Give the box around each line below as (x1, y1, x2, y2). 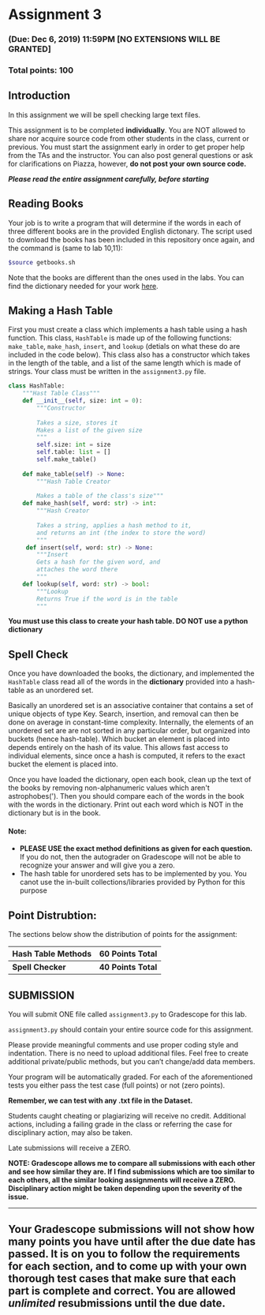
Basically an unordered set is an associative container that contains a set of (8, 701, 254, 710)
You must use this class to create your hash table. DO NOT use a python (8, 616, 248, 626)
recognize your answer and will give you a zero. (19, 860, 175, 870)
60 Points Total (99, 949, 158, 960)
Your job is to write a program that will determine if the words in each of (8, 218, 241, 227)
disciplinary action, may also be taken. (8, 1128, 132, 1137)
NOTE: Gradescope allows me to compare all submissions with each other (8, 1159, 256, 1168)
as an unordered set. (26, 685, 94, 695)
